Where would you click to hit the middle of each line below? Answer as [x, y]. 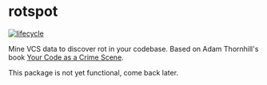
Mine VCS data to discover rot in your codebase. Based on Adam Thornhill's [133, 48]
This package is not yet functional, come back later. [93, 72]
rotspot [33, 12]
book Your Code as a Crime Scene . [66, 57]
